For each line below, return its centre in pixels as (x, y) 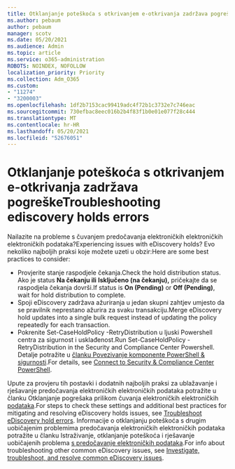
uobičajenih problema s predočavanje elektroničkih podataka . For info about (116, 443)
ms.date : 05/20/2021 (37, 40)
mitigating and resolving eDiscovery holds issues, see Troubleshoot (105, 413)
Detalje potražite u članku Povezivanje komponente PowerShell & (111, 355)
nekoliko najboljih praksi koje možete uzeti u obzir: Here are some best (108, 252)
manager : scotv (29, 33)
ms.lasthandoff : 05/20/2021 (48, 131)
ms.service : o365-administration (56, 60)
